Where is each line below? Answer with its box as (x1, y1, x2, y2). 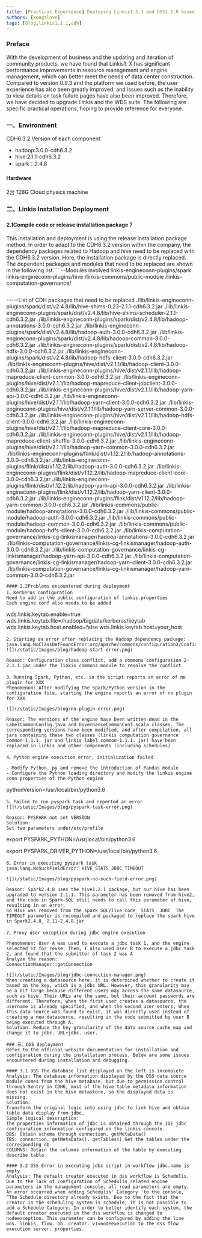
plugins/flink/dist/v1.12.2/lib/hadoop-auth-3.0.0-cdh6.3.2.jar (6, 463, 155, 470)
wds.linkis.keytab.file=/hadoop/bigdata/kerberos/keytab (6, 617, 145, 624)
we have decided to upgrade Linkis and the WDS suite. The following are (6, 98, 186, 105)
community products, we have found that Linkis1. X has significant (6, 60, 170, 67)
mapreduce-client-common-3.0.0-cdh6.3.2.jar (6, 373, 121, 381)
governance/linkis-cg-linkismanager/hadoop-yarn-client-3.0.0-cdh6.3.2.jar (6, 559, 192, 566)
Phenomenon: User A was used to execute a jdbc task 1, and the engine (6, 941, 189, 947)
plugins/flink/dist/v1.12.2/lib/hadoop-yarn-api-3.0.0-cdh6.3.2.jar (6, 482, 164, 490)
